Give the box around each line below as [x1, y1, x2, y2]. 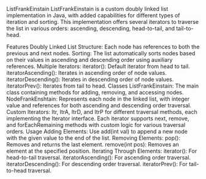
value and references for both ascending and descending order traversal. [6, 102, 192, 109]
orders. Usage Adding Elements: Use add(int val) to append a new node [6, 128, 188, 135]
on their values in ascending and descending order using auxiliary [6, 56, 173, 63]
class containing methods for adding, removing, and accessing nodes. [6, 89, 184, 96]
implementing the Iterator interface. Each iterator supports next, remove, [6, 115, 189, 122]
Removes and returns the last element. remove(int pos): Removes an [6, 141, 179, 148]
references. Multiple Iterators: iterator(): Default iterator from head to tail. [6, 63, 190, 70]
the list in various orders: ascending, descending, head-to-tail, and [6, 25, 175, 32]
